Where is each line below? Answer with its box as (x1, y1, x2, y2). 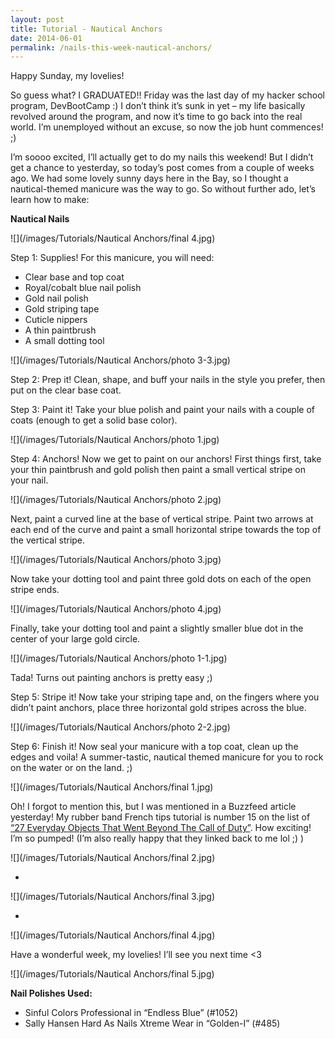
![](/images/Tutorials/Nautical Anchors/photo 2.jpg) (10, 494, 222, 506)
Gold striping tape (24, 303, 100, 315)
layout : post (10, 14, 65, 25)
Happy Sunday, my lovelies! (10, 70, 125, 82)
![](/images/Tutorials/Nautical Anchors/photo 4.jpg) (10, 603, 222, 615)
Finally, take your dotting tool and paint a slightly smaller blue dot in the (10, 622, 304, 635)
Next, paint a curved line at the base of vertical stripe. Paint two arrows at (10, 513, 314, 525)
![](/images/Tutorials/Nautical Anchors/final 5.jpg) (10, 968, 215, 980)
